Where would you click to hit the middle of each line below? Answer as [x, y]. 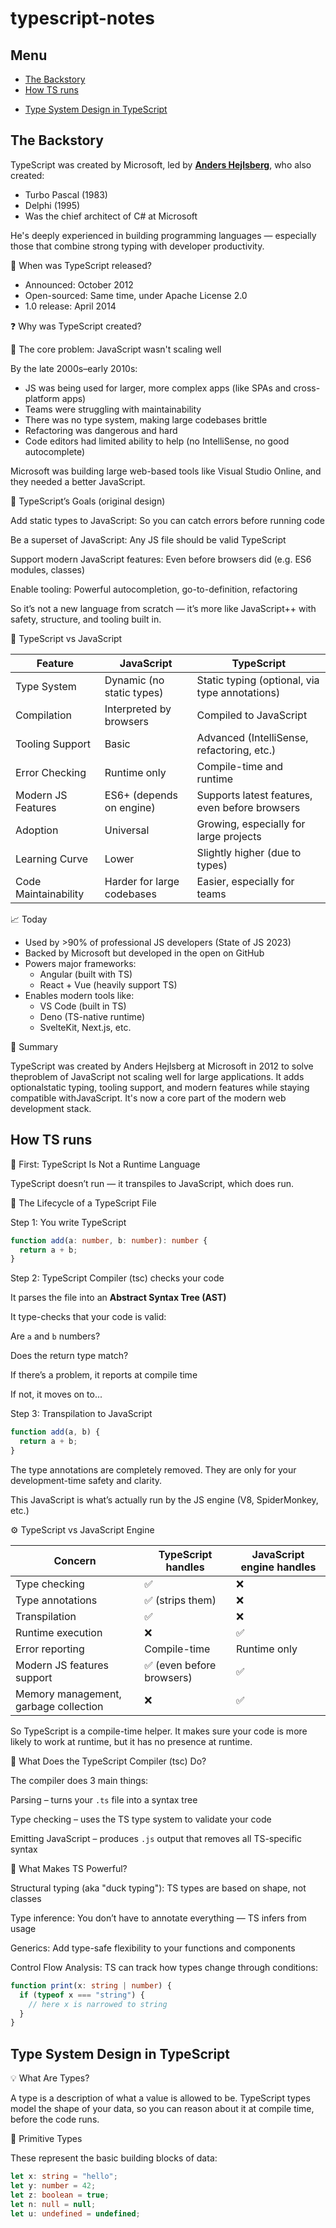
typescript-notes [82, 18]
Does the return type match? [69, 1356]
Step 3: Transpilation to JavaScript [81, 1414]
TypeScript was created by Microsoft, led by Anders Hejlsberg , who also [161, 164]
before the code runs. [55, 2119]
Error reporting [50, 1649]
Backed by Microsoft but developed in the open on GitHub [144, 953]
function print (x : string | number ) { [91, 1985]
